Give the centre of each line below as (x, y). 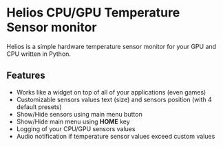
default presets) (39, 107)
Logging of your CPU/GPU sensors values (76, 128)
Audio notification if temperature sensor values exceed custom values (116, 136)
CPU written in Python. (39, 54)
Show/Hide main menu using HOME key (73, 121)
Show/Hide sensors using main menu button (79, 114)
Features (26, 76)
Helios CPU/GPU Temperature (93, 13)
